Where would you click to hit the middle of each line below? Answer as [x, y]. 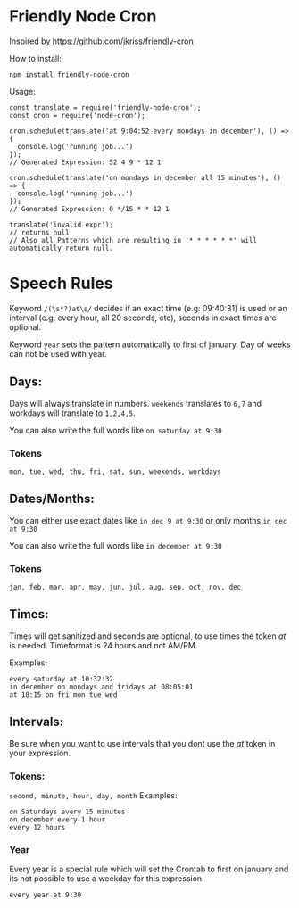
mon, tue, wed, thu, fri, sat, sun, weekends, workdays [115, 471]
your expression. [40, 753]
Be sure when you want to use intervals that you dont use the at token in [142, 743]
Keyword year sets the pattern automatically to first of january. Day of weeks [150, 344]
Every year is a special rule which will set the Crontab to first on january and [149, 869]
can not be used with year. [58, 353]
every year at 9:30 [46, 895]
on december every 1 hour [57, 820]
